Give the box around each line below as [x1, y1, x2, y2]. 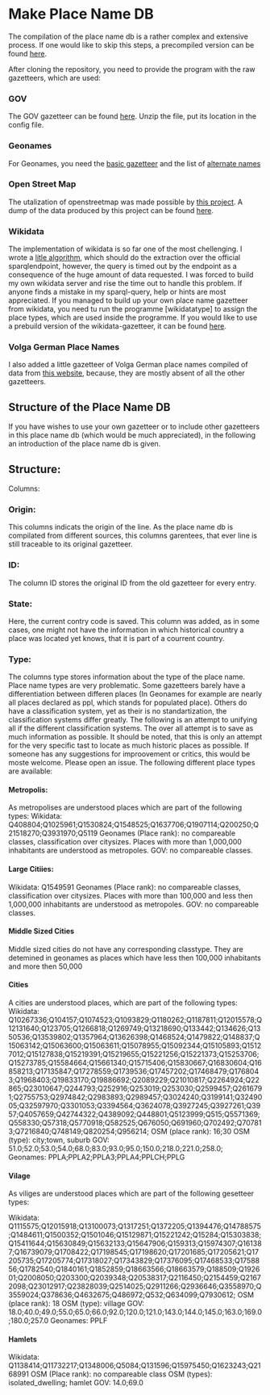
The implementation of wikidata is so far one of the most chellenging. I [8, 244, 243, 254]
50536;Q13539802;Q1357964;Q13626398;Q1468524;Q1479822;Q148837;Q [8, 1033, 260, 1042]
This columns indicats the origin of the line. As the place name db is [8, 522, 234, 532]
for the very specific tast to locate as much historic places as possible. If [8, 740, 250, 751]
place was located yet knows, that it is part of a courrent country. [8, 633, 225, 643]
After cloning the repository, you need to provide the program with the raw [8, 64, 255, 73]
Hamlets [8, 1334, 38, 1344]
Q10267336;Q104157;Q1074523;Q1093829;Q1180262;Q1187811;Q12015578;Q [8, 1015, 263, 1025]
